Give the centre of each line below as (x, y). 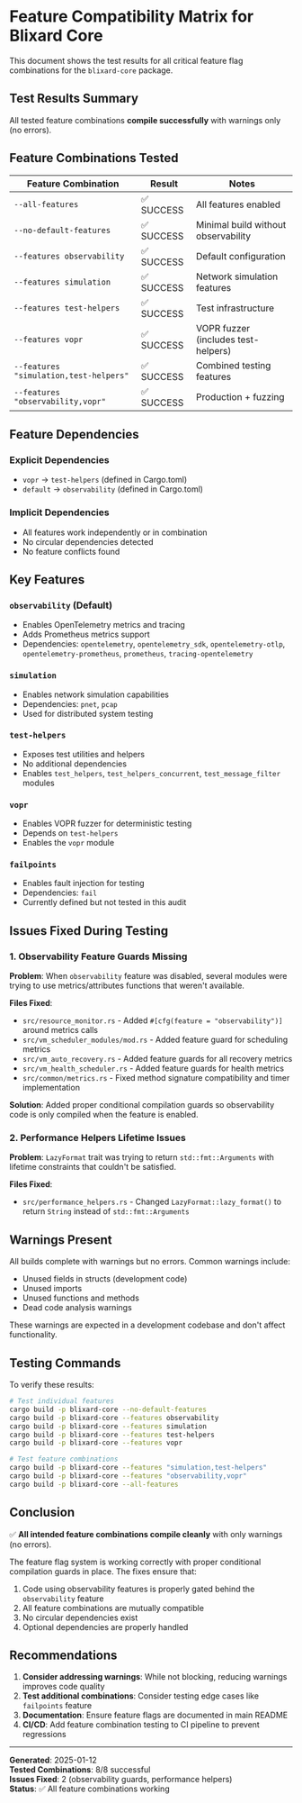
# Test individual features (62, 1401)
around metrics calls (60, 1030)
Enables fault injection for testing (83, 883)
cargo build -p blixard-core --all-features (94, 1484)
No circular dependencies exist (80, 1617)
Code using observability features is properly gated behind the (138, 1589)
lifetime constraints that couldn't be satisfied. (93, 1167)
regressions (44, 1735)
